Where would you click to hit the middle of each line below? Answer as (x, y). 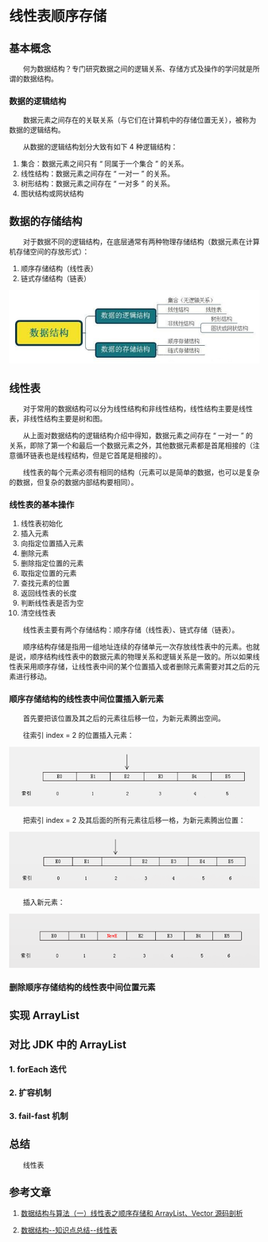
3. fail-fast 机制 (39, 1116)
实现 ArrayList (45, 1015)
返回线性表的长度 (49, 593)
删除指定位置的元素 (52, 563)
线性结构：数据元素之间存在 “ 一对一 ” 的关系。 (97, 174)
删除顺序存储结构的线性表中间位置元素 (82, 987)
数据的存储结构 (46, 221)
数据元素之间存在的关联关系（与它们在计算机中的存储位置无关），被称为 (140, 120)
